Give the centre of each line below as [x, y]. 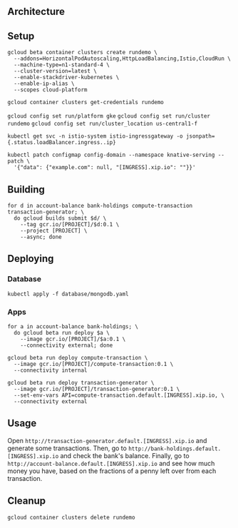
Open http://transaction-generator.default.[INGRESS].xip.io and [107, 440]
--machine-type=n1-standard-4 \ [62, 65]
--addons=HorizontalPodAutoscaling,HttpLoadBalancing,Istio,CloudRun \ [123, 59]
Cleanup [27, 501]
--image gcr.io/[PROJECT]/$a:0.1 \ [73, 339]
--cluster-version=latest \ [56, 71]
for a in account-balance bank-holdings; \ [73, 327]
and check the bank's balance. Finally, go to [125, 455]
